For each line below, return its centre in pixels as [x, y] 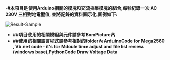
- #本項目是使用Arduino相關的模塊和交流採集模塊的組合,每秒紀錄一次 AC [81, 8]
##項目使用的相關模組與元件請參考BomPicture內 [64, 35]
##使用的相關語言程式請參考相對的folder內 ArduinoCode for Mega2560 [89, 41]
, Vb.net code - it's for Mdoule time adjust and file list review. [78, 47]
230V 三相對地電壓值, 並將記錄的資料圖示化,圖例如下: [61, 14]
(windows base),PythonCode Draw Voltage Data [65, 52]
